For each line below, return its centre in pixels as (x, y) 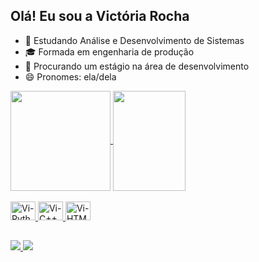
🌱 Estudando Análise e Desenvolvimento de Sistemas (134, 40)
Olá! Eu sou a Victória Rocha (100, 16)
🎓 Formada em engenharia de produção (109, 51)
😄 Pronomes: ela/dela (70, 76)
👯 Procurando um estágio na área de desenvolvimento (137, 66)
